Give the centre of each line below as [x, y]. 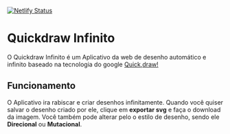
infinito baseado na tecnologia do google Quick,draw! [83, 64]
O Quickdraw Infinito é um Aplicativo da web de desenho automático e [107, 57]
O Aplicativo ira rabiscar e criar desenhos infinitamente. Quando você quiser [115, 102]
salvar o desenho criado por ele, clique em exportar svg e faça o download [114, 109]
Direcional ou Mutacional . [45, 124]
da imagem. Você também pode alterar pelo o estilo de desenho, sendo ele [113, 117]
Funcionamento [42, 86]
